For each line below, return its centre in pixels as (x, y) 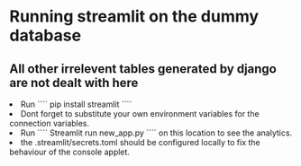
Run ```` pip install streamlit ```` (77, 104)
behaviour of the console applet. (70, 152)
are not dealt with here (74, 83)
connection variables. (50, 123)
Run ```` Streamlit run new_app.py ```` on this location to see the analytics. (157, 133)
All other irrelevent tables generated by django (143, 69)
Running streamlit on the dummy (134, 17)
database (46, 35)
